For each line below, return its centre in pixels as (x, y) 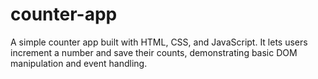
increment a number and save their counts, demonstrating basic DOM (154, 52)
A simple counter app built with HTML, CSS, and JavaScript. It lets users (159, 42)
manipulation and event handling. (79, 63)
